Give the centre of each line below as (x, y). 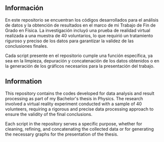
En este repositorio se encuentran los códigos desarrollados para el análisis (82, 20)
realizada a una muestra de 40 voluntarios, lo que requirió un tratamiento (79, 35)
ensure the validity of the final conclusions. (49, 114)
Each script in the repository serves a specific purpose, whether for (74, 124)
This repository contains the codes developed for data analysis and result (80, 93)
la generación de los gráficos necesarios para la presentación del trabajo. (80, 66)
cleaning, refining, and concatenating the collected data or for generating (80, 129)
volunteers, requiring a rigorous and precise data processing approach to (79, 109)
